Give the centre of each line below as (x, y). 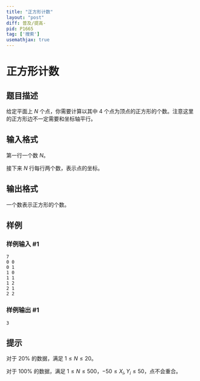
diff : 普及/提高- (26, 23)
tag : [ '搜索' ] (23, 34)
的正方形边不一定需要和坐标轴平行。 (51, 119)
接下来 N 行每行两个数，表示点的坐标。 (55, 168)
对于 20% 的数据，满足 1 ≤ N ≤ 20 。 (52, 359)
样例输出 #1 (23, 310)
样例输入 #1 (23, 244)
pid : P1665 (20, 29)
